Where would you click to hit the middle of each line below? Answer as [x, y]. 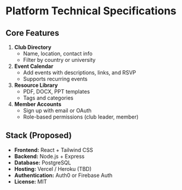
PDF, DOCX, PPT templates [57, 91]
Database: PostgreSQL [43, 163]
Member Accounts [38, 104]
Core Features [32, 33]
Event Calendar [34, 66]
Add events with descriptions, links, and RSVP [79, 72]
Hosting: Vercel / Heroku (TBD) [53, 169]
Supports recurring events [55, 79]
